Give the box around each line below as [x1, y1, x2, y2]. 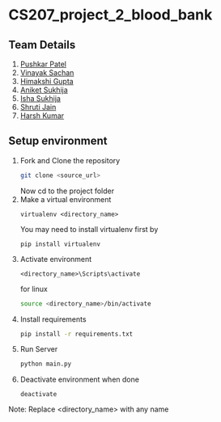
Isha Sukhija [19, 94, 61, 103]
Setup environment [8, 134, 108, 148]
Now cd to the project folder [19, 186, 115, 196]
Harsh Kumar [19, 111, 65, 120]
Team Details [8, 38, 76, 52]
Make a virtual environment [19, 194, 112, 204]
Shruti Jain [19, 103, 57, 112]
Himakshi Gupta [19, 77, 74, 86]
